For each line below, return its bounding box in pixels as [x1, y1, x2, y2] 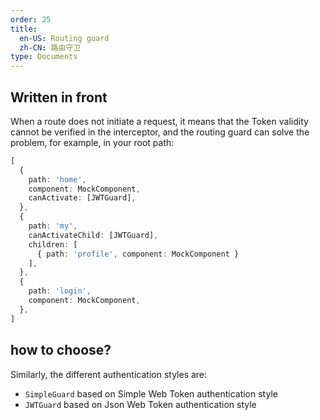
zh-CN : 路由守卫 [19, 42, 82, 53]
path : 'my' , [28, 221, 78, 231]
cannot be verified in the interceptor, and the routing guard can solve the [10, 126, 310, 138]
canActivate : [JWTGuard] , [28, 193, 137, 203]
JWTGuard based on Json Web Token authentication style [24, 398, 257, 410]
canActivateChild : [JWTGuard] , [28, 230, 159, 240]
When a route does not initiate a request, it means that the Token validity [10, 115, 309, 127]
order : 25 [10, 14, 52, 25]
